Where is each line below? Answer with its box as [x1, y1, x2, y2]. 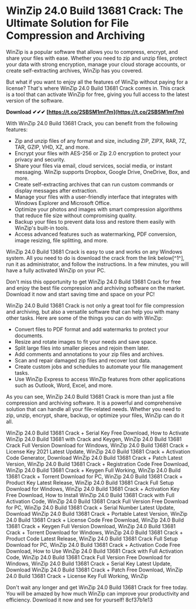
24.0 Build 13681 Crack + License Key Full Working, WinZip [6, 572, 148, 579]
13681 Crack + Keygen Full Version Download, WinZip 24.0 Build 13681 [6, 522, 176, 529]
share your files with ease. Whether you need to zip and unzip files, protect [6, 54, 187, 61]
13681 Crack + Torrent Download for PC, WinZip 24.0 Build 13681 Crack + [6, 473, 183, 480]
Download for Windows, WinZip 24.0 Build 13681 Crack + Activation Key [6, 485, 180, 492]
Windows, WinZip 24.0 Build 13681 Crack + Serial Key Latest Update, [6, 560, 172, 567]
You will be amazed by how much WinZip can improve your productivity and [6, 590, 190, 597]
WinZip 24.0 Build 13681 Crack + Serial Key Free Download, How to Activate [6, 429, 189, 436]
